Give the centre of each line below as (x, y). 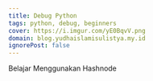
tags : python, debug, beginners (62, 23)
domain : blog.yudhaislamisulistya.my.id (77, 38)
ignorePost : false (39, 46)
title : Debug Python (43, 16)
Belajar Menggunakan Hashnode (62, 68)
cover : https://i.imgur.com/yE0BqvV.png (77, 30)
